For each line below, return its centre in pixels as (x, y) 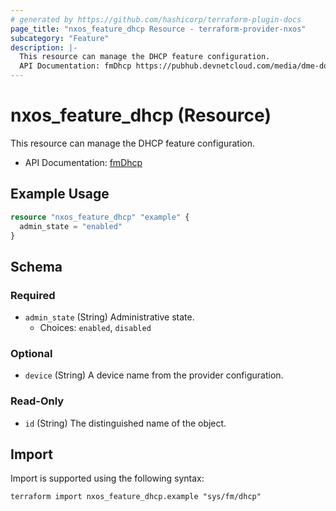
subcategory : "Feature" (60, 38)
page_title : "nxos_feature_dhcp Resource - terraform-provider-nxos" (158, 29)
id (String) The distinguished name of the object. (125, 423)
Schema (36, 266)
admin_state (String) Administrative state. (109, 317)
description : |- (44, 47)
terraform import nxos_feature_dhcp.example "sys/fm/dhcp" (136, 497)
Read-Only (37, 401)
